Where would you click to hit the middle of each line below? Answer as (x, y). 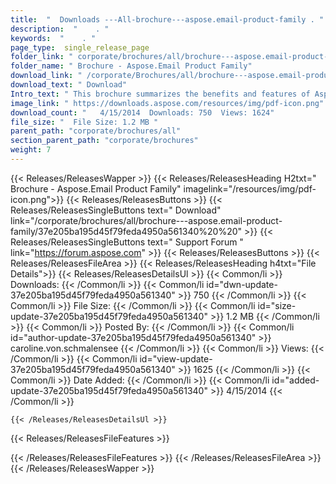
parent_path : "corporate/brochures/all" (96, 131)
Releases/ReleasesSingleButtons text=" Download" (116, 210)
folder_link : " (42, 57)
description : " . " (60, 29)
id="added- (295, 380)
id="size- (277, 305)
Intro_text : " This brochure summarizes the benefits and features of (160, 94)
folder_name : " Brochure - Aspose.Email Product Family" (131, 66)
